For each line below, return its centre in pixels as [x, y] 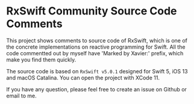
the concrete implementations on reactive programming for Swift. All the [96, 47]
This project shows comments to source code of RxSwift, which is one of [97, 40]
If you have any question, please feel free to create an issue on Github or [96, 89]
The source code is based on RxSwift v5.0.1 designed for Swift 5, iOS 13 [97, 71]
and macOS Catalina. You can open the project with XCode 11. [83, 78]
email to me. [22, 96]
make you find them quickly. [41, 60]
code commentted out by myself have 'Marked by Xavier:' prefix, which [95, 53]
